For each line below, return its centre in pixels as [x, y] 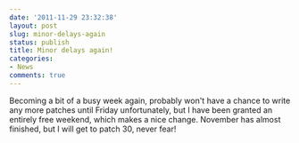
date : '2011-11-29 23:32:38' [63, 17]
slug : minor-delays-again [57, 34]
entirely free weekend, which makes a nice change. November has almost [145, 119]
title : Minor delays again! [62, 51]
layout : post [33, 26]
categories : [31, 59]
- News [21, 68]
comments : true [37, 75]
